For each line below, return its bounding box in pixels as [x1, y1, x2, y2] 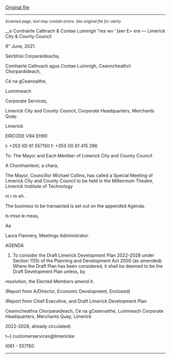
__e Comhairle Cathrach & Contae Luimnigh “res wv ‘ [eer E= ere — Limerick [5, 28, 165, 34]
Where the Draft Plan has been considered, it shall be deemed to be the [12, 263, 163, 269]
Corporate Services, [5, 98, 48, 104]
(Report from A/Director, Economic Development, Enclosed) [5, 288, 131, 294]
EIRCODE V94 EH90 [5, 133, 48, 139]
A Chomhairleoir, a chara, [5, 162, 59, 169]
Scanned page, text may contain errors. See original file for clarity [5, 19, 121, 24]
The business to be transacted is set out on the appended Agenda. [5, 203, 146, 209]
